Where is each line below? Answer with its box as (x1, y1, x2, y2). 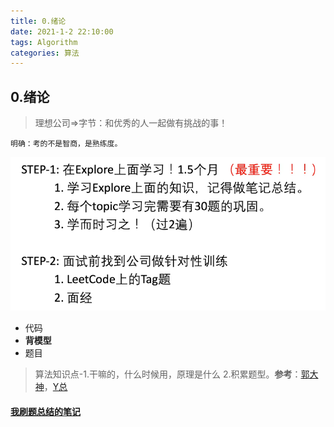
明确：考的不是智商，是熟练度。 (10, 139, 123, 149)
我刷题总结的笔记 (10, 405, 81, 417)
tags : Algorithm (10, 37, 78, 47)
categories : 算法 (10, 48, 80, 58)
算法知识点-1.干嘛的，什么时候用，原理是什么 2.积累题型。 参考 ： (34, 368, 302, 380)
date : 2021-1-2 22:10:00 (10, 26, 114, 37)
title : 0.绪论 (10, 16, 67, 26)
